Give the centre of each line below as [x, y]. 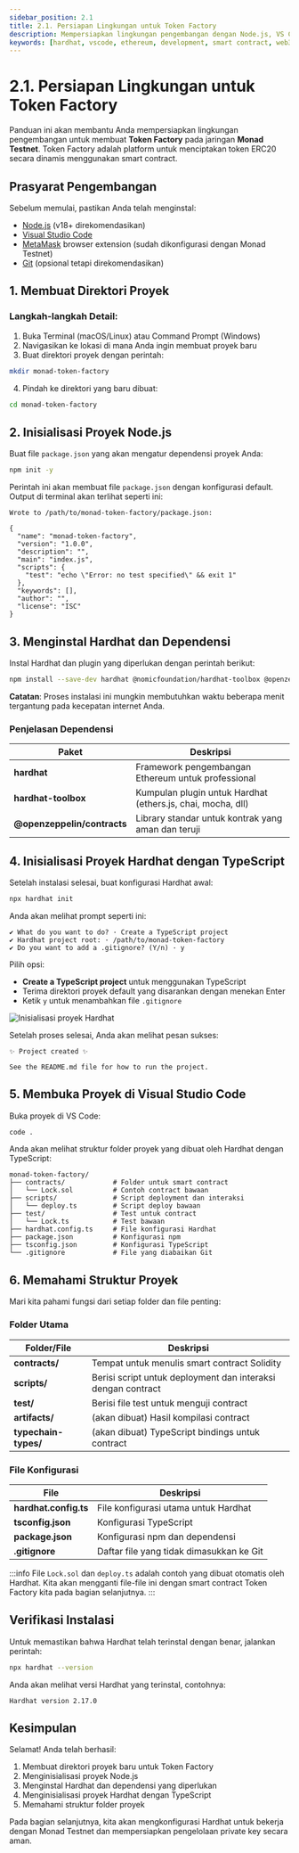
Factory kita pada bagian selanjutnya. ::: [82, 1592]
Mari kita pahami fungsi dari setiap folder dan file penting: [115, 1301]
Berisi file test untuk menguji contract [170, 1403]
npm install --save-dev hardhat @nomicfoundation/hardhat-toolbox [135, 679]
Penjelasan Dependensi [61, 729]
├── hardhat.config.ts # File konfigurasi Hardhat [113, 1230]
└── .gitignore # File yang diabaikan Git [111, 1253]
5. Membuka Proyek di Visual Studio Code [128, 1094]
